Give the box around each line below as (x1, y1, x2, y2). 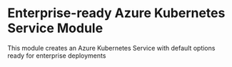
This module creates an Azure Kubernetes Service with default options (7, 43, 216, 52)
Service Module (7, 20, 104, 36)
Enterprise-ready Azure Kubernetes (7, 5, 226, 21)
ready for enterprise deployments (7, 51, 106, 60)
